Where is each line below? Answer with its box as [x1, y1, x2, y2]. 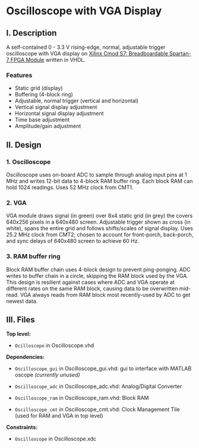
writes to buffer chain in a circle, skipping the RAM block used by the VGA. [6, 272, 189, 279]
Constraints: [6, 424, 38, 431]
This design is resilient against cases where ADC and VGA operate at [6, 278, 175, 286]
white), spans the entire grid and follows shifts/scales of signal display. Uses [6, 225, 193, 232]
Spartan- [169, 50, 191, 57]
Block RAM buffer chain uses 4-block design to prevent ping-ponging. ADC [6, 266, 191, 273]
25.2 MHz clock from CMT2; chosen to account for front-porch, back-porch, [6, 231, 194, 239]
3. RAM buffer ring [6, 252, 61, 261]
